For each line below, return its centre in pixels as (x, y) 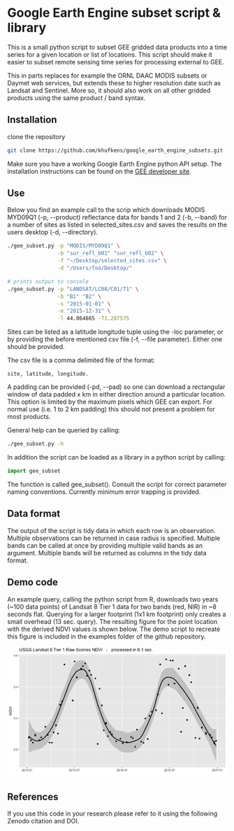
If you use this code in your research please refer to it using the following (112, 814)
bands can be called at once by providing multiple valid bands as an (105, 545)
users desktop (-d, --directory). (53, 232)
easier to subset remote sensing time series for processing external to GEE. (116, 62)
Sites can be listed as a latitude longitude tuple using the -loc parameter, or (115, 332)
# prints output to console (48, 281)
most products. (29, 417)
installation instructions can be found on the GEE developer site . (100, 171)
